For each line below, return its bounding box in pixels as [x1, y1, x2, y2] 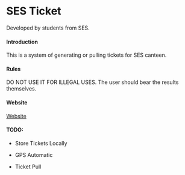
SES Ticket [6, 4, 61, 18]
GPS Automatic [14, 151, 53, 158]
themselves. [6, 85, 37, 92]
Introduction [6, 38, 38, 45]
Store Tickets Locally [14, 139, 67, 147]
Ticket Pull [14, 163, 42, 170]
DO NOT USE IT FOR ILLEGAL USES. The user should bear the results [6, 78, 179, 86]
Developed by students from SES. [6, 24, 90, 31]
